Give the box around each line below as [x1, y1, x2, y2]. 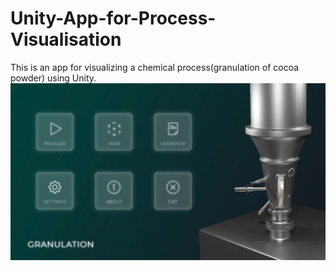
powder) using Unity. [10, 72, 97, 84]
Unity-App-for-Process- [10, 7, 217, 30]
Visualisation [10, 28, 122, 51]
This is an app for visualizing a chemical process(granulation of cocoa [10, 61, 300, 73]
